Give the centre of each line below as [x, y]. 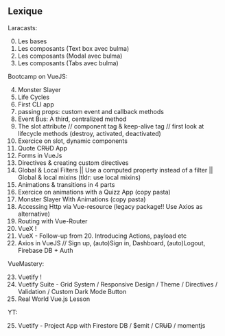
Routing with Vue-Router [52, 221]
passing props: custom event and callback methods [91, 111]
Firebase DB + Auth [45, 250]
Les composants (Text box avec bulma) [73, 48]
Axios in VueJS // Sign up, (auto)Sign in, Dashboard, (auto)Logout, [111, 243]
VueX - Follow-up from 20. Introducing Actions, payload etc [102, 236]
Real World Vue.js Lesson [54, 299]
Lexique [25, 11]
